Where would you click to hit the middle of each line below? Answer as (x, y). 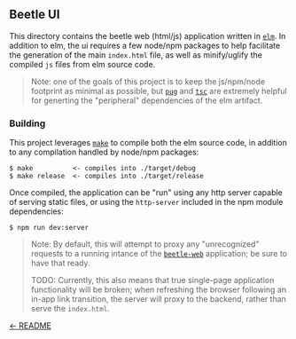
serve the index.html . (70, 309)
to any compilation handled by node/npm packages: (104, 152)
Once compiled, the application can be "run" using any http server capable (146, 193)
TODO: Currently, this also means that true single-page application (152, 280)
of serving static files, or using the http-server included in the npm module (146, 202)
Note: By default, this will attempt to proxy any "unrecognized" (145, 244)
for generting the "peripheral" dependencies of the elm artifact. (147, 100)
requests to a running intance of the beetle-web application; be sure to (159, 254)
